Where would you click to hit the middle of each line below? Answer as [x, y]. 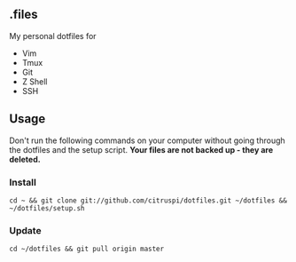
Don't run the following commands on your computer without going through [147, 140]
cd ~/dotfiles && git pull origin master [87, 249]
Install [23, 182]
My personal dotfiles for [53, 36]
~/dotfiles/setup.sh [47, 208]
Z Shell [35, 81]
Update [25, 230]
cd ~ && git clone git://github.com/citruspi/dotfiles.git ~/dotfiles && [148, 200]
